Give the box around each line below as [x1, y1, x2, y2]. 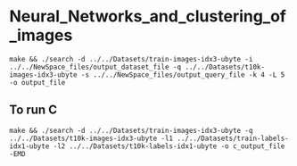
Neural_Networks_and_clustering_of [9, 6, 287, 27]
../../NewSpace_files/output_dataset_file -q [9, 62, 181, 71]
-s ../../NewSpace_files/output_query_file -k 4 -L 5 [80, 70, 285, 79]
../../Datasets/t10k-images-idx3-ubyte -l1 [9, 134, 174, 143]
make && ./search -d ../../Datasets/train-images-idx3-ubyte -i [9, 54, 253, 63]
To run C [9, 103, 58, 118]
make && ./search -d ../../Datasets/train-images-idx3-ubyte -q [9, 126, 253, 135]
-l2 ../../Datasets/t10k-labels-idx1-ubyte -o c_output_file [53, 141, 285, 151]
